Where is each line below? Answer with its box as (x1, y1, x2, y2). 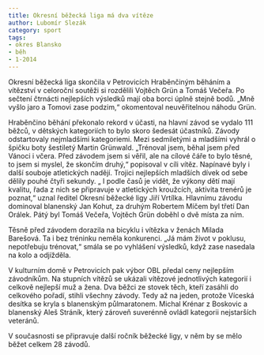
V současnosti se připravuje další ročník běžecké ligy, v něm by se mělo (8, 331, 243, 340)
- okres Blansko (8, 41, 62, 49)
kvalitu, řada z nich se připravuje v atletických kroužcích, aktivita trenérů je (8, 185, 252, 194)
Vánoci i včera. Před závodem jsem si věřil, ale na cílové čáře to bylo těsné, (8, 151, 253, 160)
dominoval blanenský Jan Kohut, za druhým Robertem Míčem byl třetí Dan (8, 201, 250, 211)
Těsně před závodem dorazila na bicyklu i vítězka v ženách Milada (8, 225, 224, 234)
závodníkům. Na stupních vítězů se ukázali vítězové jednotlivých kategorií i (8, 274, 251, 283)
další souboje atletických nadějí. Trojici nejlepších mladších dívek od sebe (8, 167, 248, 177)
